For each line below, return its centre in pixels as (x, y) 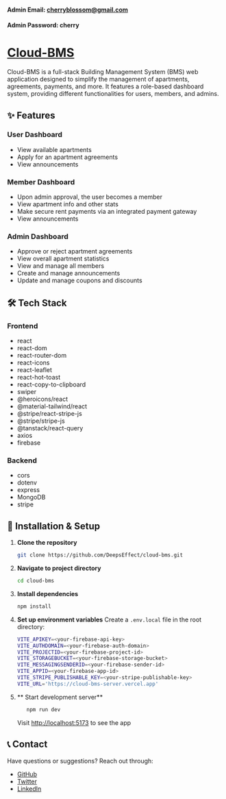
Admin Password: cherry (43, 25)
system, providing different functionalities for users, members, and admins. (113, 94)
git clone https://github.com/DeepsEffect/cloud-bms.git (100, 555)
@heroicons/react (42, 399)
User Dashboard (35, 135)
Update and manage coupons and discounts (79, 280)
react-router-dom (42, 356)
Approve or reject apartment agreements (75, 251)
